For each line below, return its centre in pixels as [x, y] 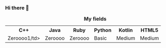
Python [103, 30]
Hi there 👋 [17, 8]
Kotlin [125, 30]
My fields [95, 19]
